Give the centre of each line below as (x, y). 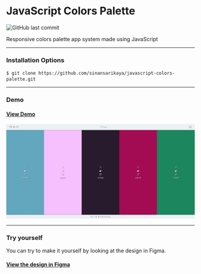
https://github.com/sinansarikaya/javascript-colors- (106, 73)
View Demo (21, 114)
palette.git (21, 79)
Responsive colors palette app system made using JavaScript (82, 39)
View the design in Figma (38, 264)
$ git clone (21, 73)
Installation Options (35, 60)
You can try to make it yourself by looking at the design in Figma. (86, 251)
